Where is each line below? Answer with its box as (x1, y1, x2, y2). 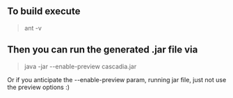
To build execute (7, 6, 81, 17)
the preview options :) (7, 83, 70, 91)
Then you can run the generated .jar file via (7, 44, 198, 56)
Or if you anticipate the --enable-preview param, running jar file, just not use (7, 75, 227, 84)
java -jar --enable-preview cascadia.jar (24, 62, 137, 70)
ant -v (24, 23, 42, 32)
